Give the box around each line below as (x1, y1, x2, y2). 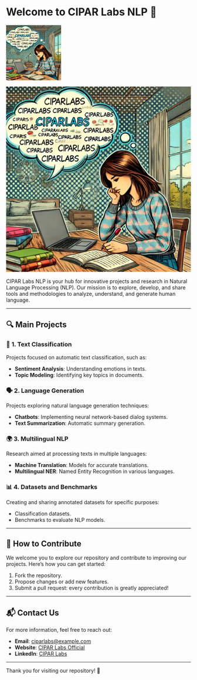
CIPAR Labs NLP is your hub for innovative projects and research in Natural (6, 278, 188, 285)
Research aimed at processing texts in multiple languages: (6, 450, 147, 458)
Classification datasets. (14, 510, 72, 517)
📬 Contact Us (6, 608, 60, 618)
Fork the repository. (14, 572, 63, 579)
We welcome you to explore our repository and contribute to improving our (6, 554, 186, 561)
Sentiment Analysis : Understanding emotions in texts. (14, 365, 147, 372)
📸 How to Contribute (6, 538, 82, 549)
